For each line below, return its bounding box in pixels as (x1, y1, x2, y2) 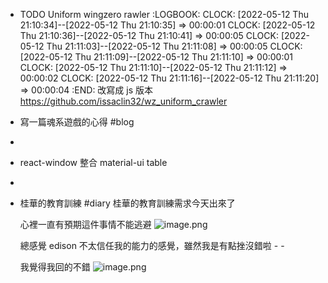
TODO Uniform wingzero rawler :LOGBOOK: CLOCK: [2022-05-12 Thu (19, 9, 309, 20)
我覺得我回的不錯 (19, 261, 91, 273)
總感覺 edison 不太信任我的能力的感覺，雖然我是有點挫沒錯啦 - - (19, 240, 285, 251)
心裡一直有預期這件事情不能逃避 (19, 219, 152, 230)
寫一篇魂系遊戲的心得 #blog (19, 116, 135, 128)
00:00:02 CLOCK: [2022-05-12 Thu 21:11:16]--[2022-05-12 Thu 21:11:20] (19, 72, 320, 84)
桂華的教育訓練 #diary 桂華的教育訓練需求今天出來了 (19, 197, 236, 209)
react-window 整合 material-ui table (19, 157, 168, 168)
